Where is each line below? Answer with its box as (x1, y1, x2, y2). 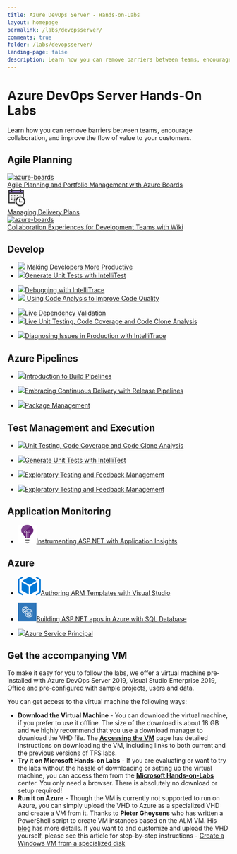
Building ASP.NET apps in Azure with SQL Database (36, 614, 187, 623)
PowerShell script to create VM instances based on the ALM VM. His (17, 816, 217, 824)
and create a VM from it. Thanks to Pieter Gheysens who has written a (17, 809, 224, 817)
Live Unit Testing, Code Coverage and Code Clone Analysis (24, 317, 197, 325)
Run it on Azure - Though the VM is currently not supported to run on (17, 793, 220, 802)
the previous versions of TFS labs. (17, 749, 118, 757)
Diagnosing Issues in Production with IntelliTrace (24, 332, 166, 340)
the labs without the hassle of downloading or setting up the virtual (17, 763, 212, 772)
